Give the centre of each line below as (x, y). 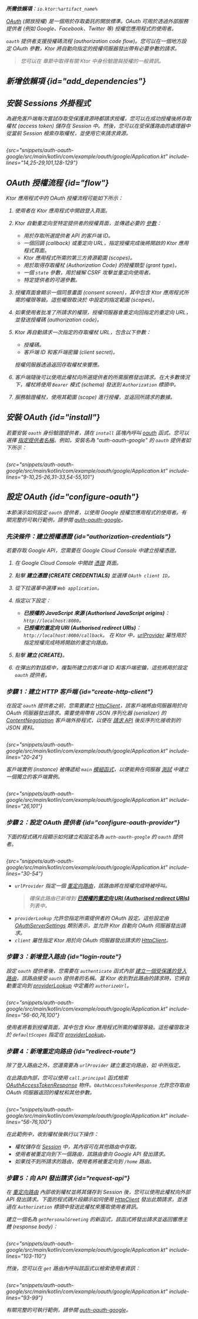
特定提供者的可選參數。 (52, 280)
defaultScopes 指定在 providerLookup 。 (61, 1034)
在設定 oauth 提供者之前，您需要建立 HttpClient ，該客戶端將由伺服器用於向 (96, 706)
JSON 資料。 (22, 728)
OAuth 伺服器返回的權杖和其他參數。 (51, 1093)
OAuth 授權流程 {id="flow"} (58, 182)
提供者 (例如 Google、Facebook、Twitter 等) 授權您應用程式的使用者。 (92, 29)
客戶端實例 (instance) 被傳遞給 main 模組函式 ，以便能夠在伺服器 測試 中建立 (98, 769)
